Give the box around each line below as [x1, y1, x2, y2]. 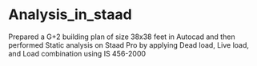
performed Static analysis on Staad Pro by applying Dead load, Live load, [8, 40, 250, 49]
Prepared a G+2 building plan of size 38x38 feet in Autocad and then [8, 32, 235, 41]
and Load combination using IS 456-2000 [8, 49, 147, 58]
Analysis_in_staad [8, 6, 132, 24]
